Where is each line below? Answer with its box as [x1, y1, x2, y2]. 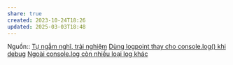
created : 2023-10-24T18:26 [7, 17, 86, 24]
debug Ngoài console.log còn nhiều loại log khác [7, 50, 148, 58]
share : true [7, 10, 42, 17]
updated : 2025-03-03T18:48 [7, 23, 86, 30]
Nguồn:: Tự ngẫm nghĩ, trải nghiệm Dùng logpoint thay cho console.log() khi [7, 43, 226, 51]
